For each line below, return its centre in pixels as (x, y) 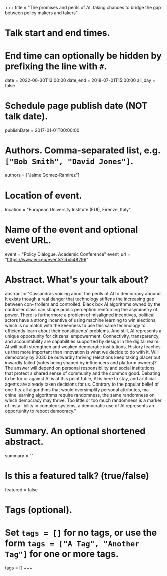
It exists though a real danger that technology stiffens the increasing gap (80, 299)
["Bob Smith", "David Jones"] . (69, 161)
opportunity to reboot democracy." (41, 411)
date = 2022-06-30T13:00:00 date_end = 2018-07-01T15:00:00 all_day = (80, 80)
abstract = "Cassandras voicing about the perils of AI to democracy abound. (84, 293)
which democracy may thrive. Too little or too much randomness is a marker (83, 400)
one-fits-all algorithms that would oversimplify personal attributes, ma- (78, 389)
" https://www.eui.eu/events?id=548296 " (47, 259)
